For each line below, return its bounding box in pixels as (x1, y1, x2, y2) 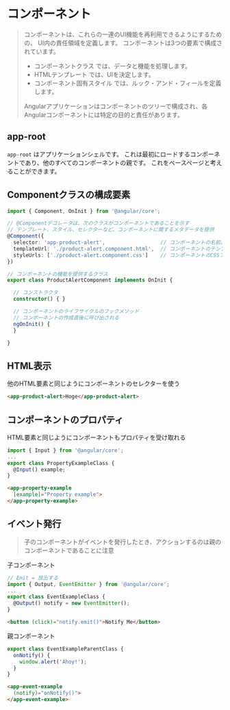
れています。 (23, 47, 60, 55)
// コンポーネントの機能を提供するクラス (7, 270, 108, 277)
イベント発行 (7, 518, 62, 530)
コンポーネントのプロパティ (7, 414, 124, 425)
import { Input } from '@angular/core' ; (7, 446, 125, 454)
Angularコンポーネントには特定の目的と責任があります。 (23, 110, 183, 118)
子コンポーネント (7, 561, 55, 569)
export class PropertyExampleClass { (7, 459, 115, 466)
